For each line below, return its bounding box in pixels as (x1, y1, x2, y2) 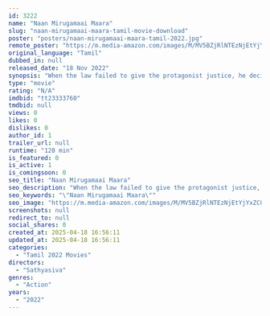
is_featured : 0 (8, 154, 59, 162)
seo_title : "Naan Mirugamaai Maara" (8, 176, 131, 185)
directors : (8, 258, 45, 266)
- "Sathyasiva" (15, 266, 67, 274)
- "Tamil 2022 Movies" (15, 251, 92, 259)
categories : (8, 244, 48, 252)
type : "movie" (8, 79, 56, 87)
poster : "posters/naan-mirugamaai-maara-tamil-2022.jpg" (8, 34, 203, 43)
